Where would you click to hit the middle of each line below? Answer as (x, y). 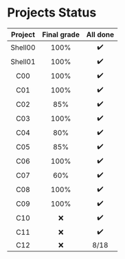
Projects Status (52, 13)
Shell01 (23, 62)
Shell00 (23, 48)
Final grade (61, 34)
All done (100, 34)
